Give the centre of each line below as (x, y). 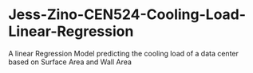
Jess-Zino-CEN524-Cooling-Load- (127, 15)
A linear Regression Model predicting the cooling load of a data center (124, 53)
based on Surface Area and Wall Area (70, 62)
